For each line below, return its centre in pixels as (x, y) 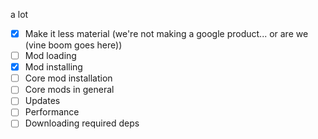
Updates (42, 101)
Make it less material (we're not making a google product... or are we (166, 33)
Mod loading (50, 56)
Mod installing (53, 67)
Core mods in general (69, 90)
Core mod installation (68, 78)
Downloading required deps (82, 123)
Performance (52, 112)
